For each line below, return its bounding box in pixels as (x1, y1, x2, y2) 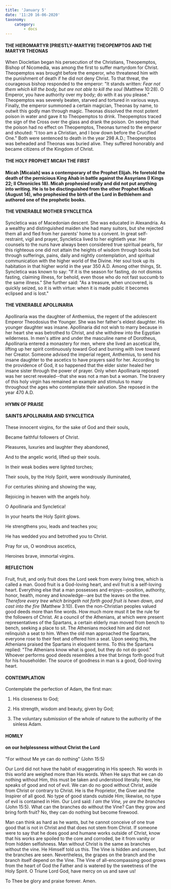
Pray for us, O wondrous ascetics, (5, 543, 76, 549)
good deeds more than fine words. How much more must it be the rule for (5, 608, 160, 614)
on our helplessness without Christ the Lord (5, 744, 100, 750)
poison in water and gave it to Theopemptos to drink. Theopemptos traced (5, 113, 162, 120)
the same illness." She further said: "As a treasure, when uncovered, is (5, 279, 153, 285)
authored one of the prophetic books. (5, 196, 86, 202)
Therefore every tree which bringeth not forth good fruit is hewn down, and (5, 598, 163, 604)
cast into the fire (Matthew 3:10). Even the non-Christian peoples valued (5, 603, 157, 609)
